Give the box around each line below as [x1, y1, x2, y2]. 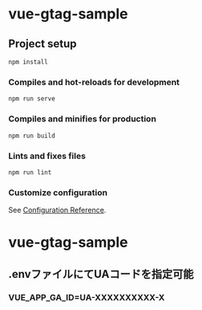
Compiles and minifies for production [8, 113, 156, 124]
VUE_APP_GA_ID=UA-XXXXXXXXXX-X [8, 292, 165, 303]
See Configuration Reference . [8, 206, 107, 215]
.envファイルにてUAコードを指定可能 [8, 267, 194, 281]
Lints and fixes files [8, 150, 87, 161]
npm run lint [8, 168, 52, 177]
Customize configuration [8, 186, 108, 198]
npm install [8, 58, 48, 66]
